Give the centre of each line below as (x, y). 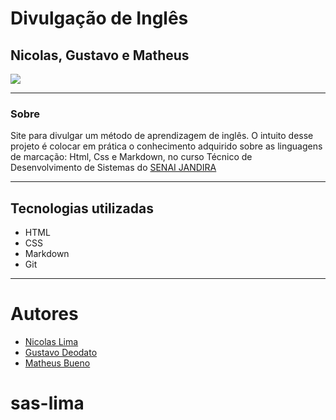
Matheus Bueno (57, 363)
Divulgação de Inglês (99, 18)
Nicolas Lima (51, 342)
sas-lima (47, 403)
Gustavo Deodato (61, 353)
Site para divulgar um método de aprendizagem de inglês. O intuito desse (162, 136)
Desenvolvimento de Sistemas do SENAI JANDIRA (113, 168)
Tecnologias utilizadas (82, 208)
